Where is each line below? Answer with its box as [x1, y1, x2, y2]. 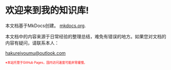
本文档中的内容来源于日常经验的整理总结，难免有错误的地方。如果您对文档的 [5, 33, 166, 39]
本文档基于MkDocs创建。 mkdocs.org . [5, 22, 86, 29]
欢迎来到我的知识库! [5, 5, 89, 16]
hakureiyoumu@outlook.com [5, 50, 66, 56]
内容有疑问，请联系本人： [5, 39, 59, 46]
